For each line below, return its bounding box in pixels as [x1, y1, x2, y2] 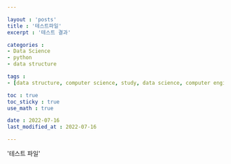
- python [7, 54, 32, 61]
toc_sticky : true [7, 98, 60, 105]
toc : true [7, 92, 38, 99]
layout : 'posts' [7, 16, 57, 23]
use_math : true [7, 105, 54, 112]
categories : [7, 41, 45, 48]
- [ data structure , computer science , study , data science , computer [7, 79, 211, 86]
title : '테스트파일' [7, 22, 62, 30]
